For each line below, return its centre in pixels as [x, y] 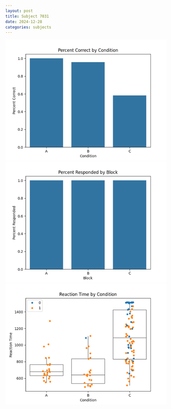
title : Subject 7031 [27, 16]
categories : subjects [28, 27]
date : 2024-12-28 [24, 22]
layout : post [19, 11]
